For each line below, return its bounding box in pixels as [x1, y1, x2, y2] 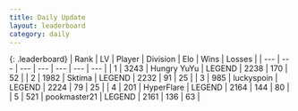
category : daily [9, 29, 70, 38]
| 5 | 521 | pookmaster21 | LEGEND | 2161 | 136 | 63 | [9, 91, 200, 102]
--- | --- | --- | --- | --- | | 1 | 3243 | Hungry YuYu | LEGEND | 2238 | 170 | [19, 63, 288, 74]
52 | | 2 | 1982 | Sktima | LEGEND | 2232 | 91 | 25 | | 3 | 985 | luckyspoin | [9, 73, 278, 83]
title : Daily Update [9, 12, 87, 22]
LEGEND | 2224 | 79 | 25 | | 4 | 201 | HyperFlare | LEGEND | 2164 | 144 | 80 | [9, 82, 290, 93]
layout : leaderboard [9, 21, 87, 30]
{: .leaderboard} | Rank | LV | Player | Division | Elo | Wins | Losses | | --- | [9, 54, 280, 65]
